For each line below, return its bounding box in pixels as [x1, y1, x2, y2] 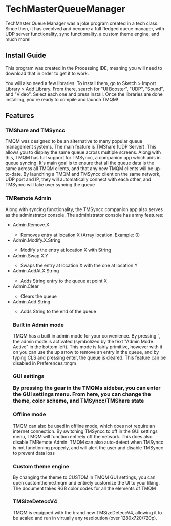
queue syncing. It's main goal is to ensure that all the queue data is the [5, 160, 155, 166]
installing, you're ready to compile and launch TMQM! [5, 96, 119, 102]
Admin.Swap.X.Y [12, 252, 49, 259]
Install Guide [5, 51, 47, 60]
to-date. [5, 171, 23, 177]
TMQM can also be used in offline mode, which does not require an [12, 423, 155, 429]
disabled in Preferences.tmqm [12, 360, 77, 366]
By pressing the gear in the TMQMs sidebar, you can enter [12, 385, 161, 392]
